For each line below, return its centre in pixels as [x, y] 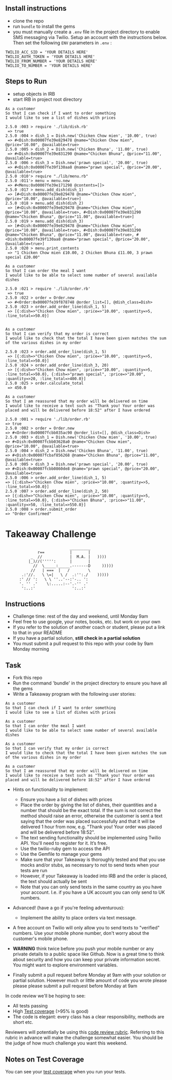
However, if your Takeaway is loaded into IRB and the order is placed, [94, 876]
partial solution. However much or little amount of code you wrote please [90, 980]
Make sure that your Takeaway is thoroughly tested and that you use [93, 860]
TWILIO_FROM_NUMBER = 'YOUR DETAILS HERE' [51, 61]
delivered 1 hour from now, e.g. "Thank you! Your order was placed [91, 827]
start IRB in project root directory [47, 99]
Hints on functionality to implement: [50, 789]
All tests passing [30, 1006]
